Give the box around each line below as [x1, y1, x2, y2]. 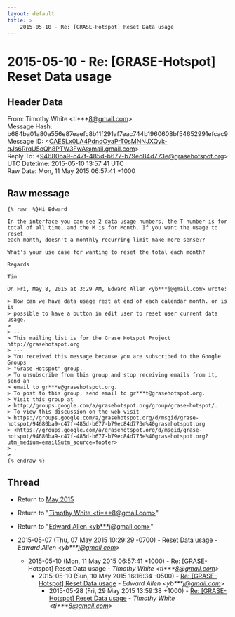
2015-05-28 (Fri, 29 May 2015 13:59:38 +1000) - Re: [48, 587, 200, 595]
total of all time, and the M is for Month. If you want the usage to [7, 224, 218, 231]
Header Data [7, 96, 64, 108]
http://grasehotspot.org [7, 341, 80, 348]
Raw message [7, 187, 70, 199]
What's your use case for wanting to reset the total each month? [7, 249, 206, 256]
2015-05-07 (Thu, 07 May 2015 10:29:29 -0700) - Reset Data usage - [17, 536, 217, 544]
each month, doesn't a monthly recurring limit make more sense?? [7, 236, 206, 244]
